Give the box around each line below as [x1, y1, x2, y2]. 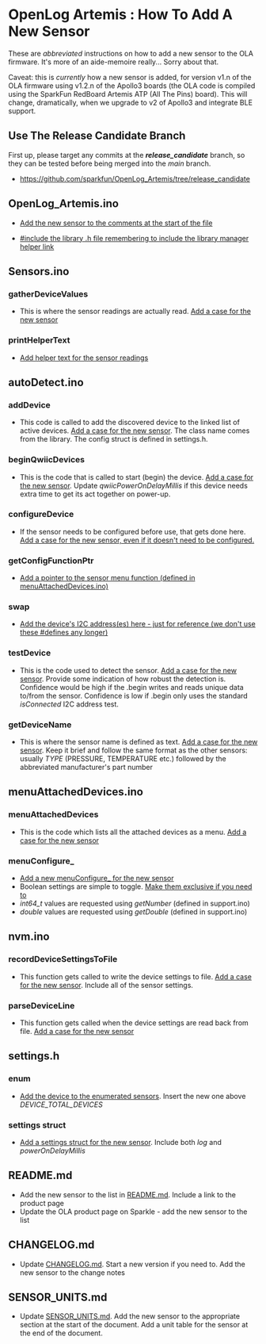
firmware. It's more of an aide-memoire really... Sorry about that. [8, 57, 219, 67]
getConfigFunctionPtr [8, 555, 94, 566]
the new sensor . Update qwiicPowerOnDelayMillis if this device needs [19, 481, 248, 490]
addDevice [8, 399, 51, 410]
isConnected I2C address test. [19, 699, 119, 709]
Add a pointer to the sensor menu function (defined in [19, 573, 196, 583]
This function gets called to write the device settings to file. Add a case [19, 971, 252, 981]
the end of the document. [19, 1328, 103, 1338]
